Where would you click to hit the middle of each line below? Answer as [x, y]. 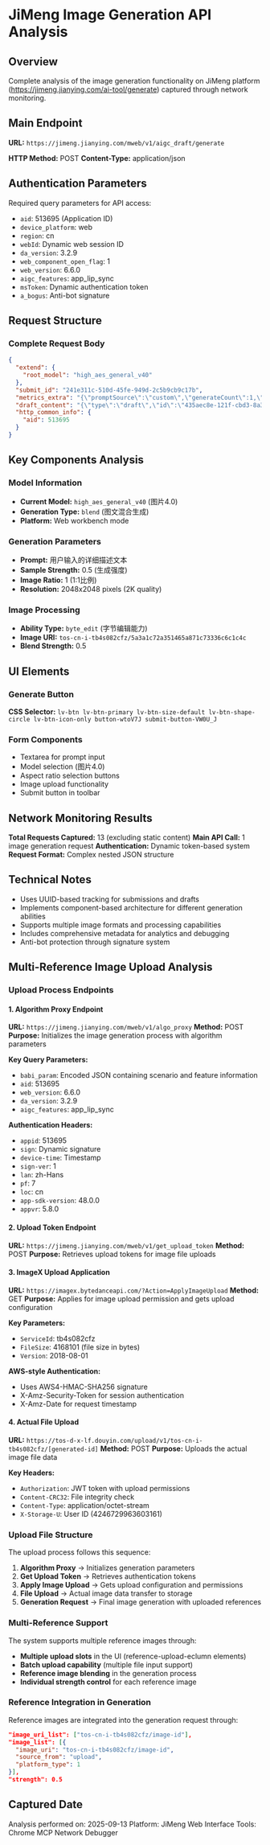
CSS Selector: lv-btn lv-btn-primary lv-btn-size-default [107, 711]
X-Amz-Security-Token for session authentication [102, 1395]
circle [19, 719]
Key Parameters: [37, 1323]
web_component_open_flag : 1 [65, 261]
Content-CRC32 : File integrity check [77, 1497]
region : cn [37, 236]
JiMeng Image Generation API [110, 15]
